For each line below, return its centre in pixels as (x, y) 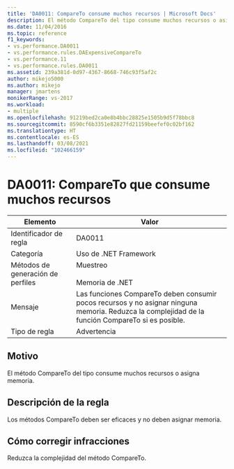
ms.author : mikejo (34, 85)
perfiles (23, 282)
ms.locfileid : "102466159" (46, 150)
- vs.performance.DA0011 (43, 46)
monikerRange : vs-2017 (40, 99)
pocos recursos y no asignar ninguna (137, 303)
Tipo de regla (32, 331)
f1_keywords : (26, 40)
